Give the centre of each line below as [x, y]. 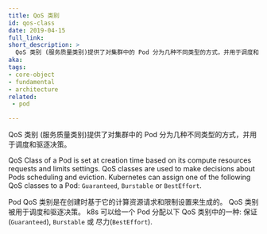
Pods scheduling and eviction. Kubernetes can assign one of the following [130, 177]
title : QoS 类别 [34, 15]
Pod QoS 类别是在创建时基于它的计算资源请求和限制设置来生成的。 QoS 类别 [133, 202]
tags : [17, 67]
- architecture [33, 89]
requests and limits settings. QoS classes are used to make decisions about [132, 169]
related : [23, 97]
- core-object [32, 75]
